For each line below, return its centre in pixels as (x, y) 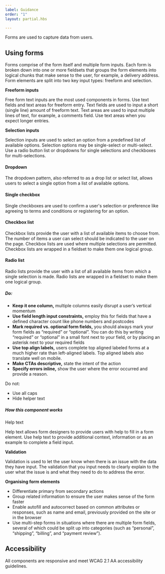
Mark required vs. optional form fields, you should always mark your (83, 327)
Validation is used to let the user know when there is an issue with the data (81, 461)
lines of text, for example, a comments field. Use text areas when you (75, 116)
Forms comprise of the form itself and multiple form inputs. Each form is (78, 65)
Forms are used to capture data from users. (49, 37)
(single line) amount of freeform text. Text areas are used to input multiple (80, 110)
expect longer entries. (28, 121)
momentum (24, 311)
